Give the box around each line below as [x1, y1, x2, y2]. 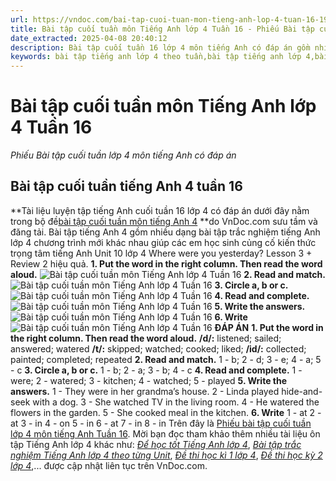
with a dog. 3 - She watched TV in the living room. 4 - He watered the [32, 396, 320, 408]
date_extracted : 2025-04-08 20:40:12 [10, 33, 168, 43]
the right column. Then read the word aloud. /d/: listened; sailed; [10, 332, 282, 344]
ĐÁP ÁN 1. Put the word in [214, 321, 324, 333]
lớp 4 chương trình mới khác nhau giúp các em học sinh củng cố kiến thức [10, 236, 317, 248]
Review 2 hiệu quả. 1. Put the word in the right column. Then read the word [10, 257, 323, 270]
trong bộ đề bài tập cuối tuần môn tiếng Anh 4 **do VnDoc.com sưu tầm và [10, 215, 318, 227]
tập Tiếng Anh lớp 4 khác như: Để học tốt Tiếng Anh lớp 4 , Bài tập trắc [10, 438, 302, 450]
